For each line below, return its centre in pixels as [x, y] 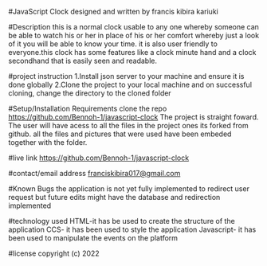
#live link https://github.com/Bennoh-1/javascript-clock [99, 158]
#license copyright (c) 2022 [54, 253]
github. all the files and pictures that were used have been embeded [120, 134]
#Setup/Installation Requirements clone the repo [88, 108]
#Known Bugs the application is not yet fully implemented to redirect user [129, 189]
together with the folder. [48, 142]
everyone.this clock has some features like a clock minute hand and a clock [132, 52]
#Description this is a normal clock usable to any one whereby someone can [133, 27]
